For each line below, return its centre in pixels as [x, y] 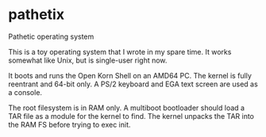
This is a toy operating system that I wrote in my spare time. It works [120, 51]
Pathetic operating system [51, 36]
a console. [25, 92]
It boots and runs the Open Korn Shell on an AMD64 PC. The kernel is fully [130, 75]
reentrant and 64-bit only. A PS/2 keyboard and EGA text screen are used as [133, 84]
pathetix [37, 15]
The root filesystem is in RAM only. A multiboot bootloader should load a [126, 108]
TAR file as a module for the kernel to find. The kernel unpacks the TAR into [131, 116]
